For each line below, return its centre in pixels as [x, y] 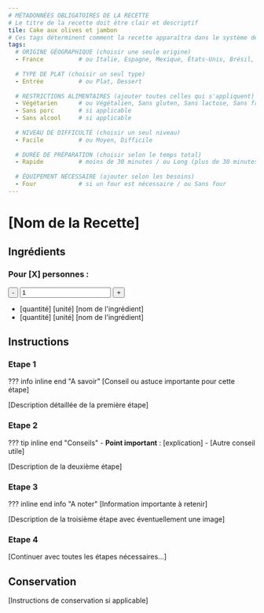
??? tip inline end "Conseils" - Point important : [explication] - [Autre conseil [132, 443]
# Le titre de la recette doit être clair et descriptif [103, 23]
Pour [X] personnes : [49, 274]
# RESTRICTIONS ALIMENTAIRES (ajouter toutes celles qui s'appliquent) [135, 96]
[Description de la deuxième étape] [65, 466]
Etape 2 [23, 425]
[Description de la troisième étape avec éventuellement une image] [117, 519]
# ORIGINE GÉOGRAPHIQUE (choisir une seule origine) [103, 52]
